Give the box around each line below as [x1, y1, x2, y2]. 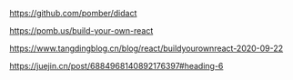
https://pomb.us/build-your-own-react [9, 25, 154, 35]
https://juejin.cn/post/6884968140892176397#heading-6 [9, 61, 224, 71]
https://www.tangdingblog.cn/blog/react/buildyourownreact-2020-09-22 [9, 43, 284, 54]
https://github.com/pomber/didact [9, 8, 137, 18]
